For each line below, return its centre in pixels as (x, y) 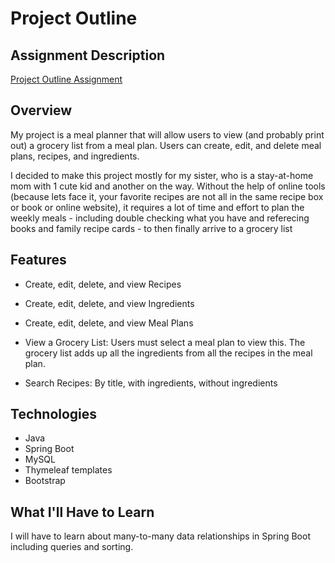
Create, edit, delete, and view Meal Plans (109, 323)
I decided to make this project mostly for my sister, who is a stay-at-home (162, 175)
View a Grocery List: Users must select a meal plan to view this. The (165, 342)
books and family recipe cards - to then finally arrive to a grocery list (151, 228)
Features (38, 260)
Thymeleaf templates (68, 470)
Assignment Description (88, 55)
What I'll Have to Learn (82, 512)
